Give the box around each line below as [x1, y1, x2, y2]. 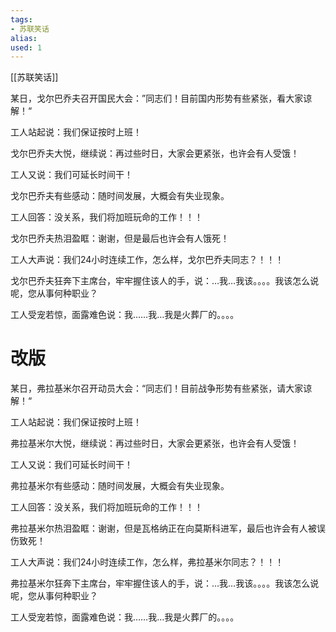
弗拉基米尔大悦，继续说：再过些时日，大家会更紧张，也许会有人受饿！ [10, 437, 300, 450]
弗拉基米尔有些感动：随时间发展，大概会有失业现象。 [10, 480, 230, 492]
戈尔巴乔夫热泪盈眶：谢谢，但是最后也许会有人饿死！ [10, 232, 230, 245]
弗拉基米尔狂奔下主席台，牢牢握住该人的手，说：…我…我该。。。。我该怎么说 [10, 577, 320, 590]
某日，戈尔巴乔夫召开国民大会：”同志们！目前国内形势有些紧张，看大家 [10, 92, 304, 105]
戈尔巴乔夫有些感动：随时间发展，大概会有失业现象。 [10, 190, 230, 202]
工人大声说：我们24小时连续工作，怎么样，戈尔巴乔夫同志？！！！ [10, 254, 285, 266]
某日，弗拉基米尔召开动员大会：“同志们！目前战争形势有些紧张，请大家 [10, 382, 304, 395]
